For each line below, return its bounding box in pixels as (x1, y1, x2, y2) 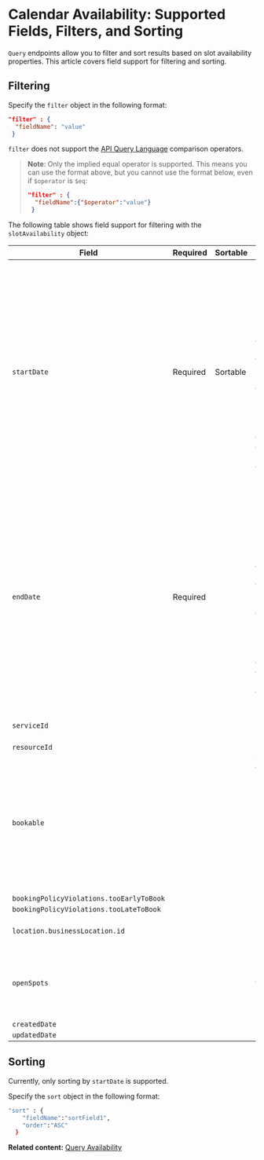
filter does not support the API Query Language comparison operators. (8, 144, 244, 154)
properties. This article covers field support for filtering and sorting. (8, 57, 227, 66)
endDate (12, 593, 41, 601)
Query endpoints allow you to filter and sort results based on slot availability (8, 48, 252, 57)
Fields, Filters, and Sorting (8, 22, 184, 40)
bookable (12, 819, 45, 827)
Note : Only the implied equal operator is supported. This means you (27, 160, 247, 169)
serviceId (12, 721, 49, 730)
